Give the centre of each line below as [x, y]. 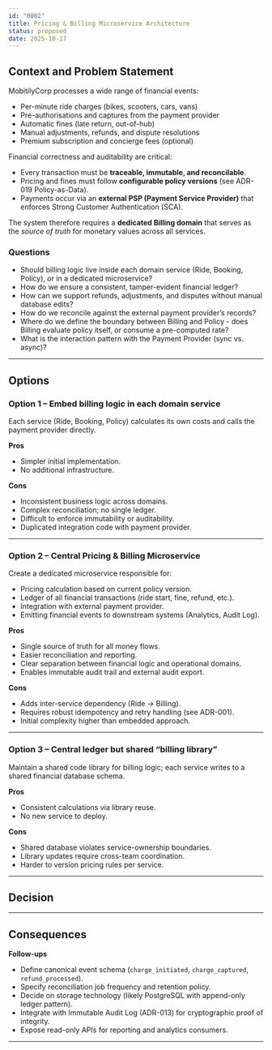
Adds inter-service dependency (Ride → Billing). [100, 704]
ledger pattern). [46, 1004]
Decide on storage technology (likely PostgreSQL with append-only [132, 996]
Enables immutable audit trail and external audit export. [112, 672]
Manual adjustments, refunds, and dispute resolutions [110, 133]
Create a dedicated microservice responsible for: [90, 573]
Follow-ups [28, 954]
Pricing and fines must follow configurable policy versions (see [127, 181]
